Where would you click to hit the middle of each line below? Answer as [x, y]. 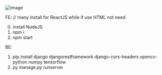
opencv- [148, 57]
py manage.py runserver [38, 67]
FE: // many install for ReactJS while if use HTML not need [65, 17]
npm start [22, 37]
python [20, 62]
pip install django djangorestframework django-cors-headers [75, 57]
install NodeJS [27, 27]
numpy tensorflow [47, 62]
